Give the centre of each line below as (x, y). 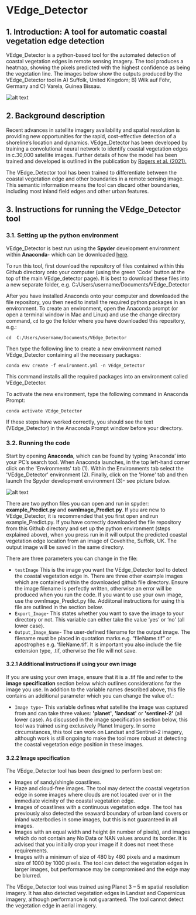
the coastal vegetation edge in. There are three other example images (99, 576)
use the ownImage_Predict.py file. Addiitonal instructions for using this (99, 600)
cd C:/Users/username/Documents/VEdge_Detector (66, 337)
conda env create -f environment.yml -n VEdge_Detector (75, 366)
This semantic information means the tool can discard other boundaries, (93, 185)
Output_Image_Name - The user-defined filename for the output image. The (102, 632)
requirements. (31, 851)
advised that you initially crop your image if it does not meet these (94, 845)
